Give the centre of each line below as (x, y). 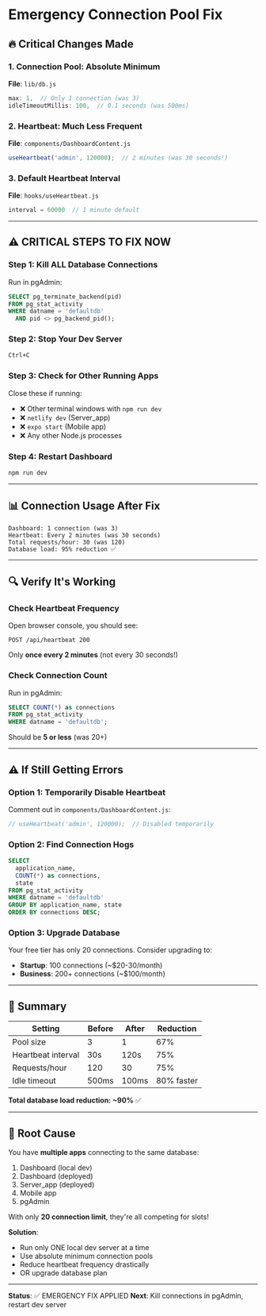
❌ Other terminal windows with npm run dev (91, 408)
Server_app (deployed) (57, 1185)
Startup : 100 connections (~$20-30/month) (91, 965)
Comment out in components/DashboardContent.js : (89, 809)
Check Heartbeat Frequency (64, 608)
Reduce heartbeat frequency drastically (84, 1264)
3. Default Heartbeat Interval (65, 178)
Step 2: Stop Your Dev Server (65, 339)
